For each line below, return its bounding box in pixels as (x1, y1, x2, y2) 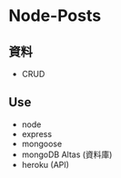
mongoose (21, 138, 63, 149)
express (21, 128, 52, 139)
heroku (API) (21, 159, 70, 170)
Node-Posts (8, 5, 102, 26)
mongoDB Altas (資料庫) (21, 149, 113, 160)
